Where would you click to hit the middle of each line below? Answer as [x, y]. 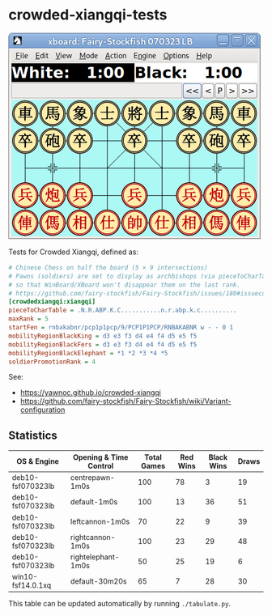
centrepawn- [93, 478]
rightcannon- [93, 537]
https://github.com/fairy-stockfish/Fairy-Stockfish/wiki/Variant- [126, 401]
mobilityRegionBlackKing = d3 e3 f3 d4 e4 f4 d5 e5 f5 [103, 336]
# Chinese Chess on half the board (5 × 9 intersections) [108, 268]
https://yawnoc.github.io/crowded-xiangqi [91, 393]
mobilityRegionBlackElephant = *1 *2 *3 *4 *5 [88, 353]
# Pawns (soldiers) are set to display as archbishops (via [112, 276]
